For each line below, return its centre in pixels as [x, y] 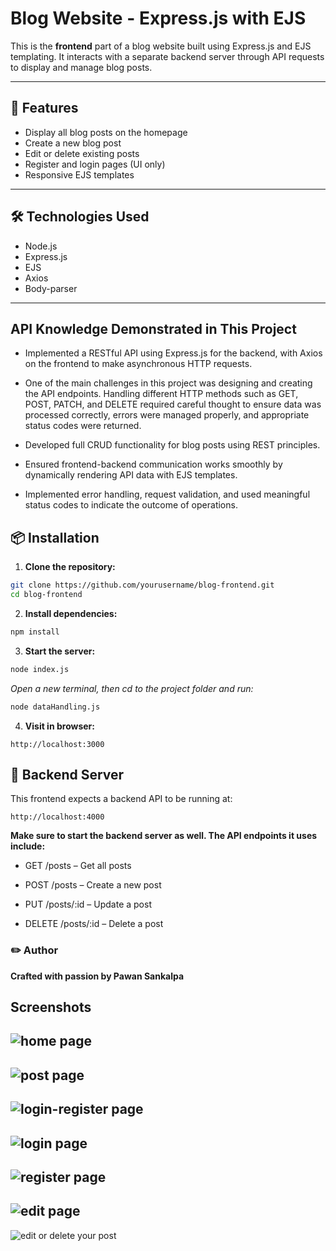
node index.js [40, 669]
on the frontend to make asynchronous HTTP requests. [138, 364]
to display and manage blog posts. [81, 67]
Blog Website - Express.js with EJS [158, 18]
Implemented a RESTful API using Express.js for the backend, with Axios [173, 353]
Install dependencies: [71, 613]
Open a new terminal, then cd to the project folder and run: [132, 688]
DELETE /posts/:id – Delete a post [94, 924]
